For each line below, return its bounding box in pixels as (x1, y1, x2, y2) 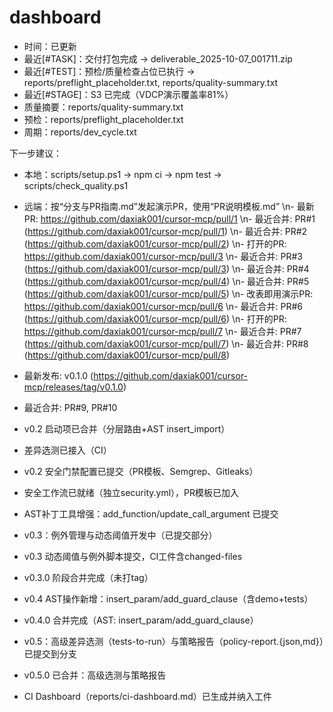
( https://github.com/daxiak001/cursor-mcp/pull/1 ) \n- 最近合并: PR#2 (23, 225, 308, 237)
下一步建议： (9, 147, 62, 159)
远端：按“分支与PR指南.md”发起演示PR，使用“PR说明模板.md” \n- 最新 (23, 200, 315, 212)
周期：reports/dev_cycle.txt (23, 126, 137, 138)
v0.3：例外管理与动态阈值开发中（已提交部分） (23, 529, 218, 541)
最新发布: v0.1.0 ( (23, 369, 94, 381)
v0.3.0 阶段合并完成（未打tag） (23, 571, 154, 583)
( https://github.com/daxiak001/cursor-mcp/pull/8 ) (23, 349, 231, 361)
